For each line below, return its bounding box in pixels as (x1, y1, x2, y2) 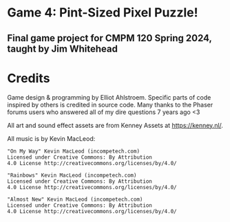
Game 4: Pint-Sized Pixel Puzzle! (7, 5, 198, 21)
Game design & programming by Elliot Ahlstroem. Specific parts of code (7, 93, 211, 101)
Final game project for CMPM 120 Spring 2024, (7, 32, 212, 44)
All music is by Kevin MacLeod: (7, 134, 96, 142)
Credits (7, 70, 50, 86)
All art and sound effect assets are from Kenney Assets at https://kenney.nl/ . (7, 121, 224, 129)
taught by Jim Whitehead (7, 43, 118, 54)
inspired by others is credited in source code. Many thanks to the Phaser (7, 100, 213, 109)
